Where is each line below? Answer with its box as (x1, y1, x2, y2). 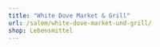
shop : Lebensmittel (8, 26, 74, 34)
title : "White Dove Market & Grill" (8, 11, 130, 20)
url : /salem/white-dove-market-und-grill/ (8, 19, 152, 27)
